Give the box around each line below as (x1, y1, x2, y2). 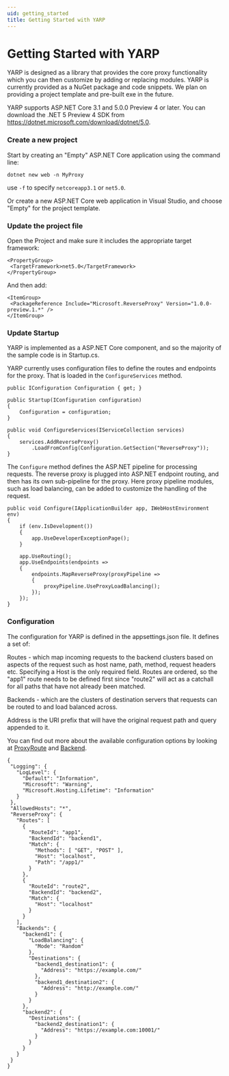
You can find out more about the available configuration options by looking (7, 736, 217, 745)
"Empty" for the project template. (7, 203, 100, 212)
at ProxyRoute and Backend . (7, 744, 87, 752)
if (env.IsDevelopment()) (19, 523, 94, 530)
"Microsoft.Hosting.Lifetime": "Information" (22, 787, 154, 794)
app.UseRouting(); (19, 553, 72, 560)
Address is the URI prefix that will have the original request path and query (7, 716, 217, 724)
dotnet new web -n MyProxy (7, 171, 84, 178)
